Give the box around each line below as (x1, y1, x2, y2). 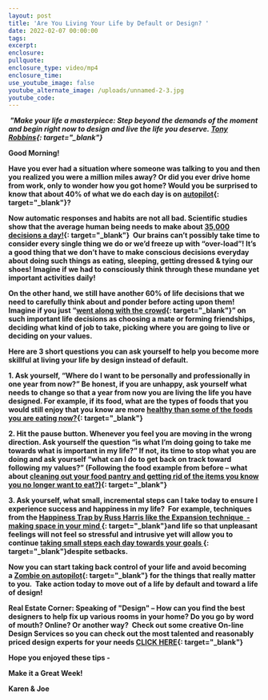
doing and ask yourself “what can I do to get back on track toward (8, 455, 232, 464)
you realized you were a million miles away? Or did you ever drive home (8, 172, 250, 182)
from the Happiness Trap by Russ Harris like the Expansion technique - (8, 512, 250, 522)
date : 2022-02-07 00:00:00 (8, 26, 98, 34)
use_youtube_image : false (8, 79, 94, 87)
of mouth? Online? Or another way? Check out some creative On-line (8, 621, 244, 630)
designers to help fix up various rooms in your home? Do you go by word (8, 612, 254, 621)
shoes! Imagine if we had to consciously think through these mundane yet (8, 265, 260, 274)
